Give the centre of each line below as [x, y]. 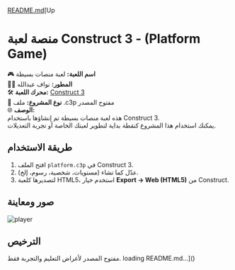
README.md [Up [31, 10]
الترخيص [24, 241]
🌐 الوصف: [21, 110]
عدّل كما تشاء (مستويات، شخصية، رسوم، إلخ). [78, 172]
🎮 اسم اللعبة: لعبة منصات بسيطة [51, 74]
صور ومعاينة [31, 202]
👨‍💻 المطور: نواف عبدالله [40, 84]
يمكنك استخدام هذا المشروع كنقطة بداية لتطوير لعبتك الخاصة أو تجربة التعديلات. [112, 125]
